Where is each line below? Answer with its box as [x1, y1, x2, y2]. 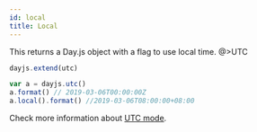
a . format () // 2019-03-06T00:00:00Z [9, 88, 146, 97]
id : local [9, 13, 47, 22]
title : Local [9, 22, 58, 31]
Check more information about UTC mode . [9, 113, 167, 123]
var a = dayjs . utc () [9, 80, 87, 89]
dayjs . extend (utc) [9, 64, 78, 73]
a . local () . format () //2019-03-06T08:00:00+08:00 [9, 96, 195, 106]
